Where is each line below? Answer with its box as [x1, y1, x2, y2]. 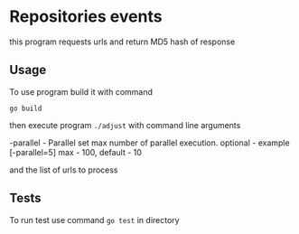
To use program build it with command [9, 86, 154, 97]
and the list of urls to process [9, 164, 119, 175]
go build [9, 104, 42, 113]
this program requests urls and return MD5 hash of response [9, 36, 236, 47]
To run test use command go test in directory [9, 214, 180, 225]
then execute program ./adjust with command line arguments [9, 119, 241, 130]
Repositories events [9, 6, 163, 27]
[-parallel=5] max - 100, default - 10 [9, 146, 143, 157]
